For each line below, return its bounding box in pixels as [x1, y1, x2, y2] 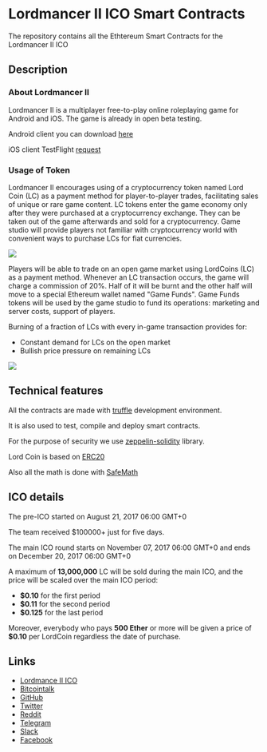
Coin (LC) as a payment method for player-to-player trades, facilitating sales [8, 191, 259, 201]
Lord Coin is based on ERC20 [8, 452, 105, 461]
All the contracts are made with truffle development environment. [8, 405, 222, 415]
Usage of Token [8, 165, 70, 176]
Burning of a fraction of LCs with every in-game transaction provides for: [8, 321, 247, 332]
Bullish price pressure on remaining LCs [19, 345, 151, 356]
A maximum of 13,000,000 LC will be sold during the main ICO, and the [8, 567, 243, 576]
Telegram [19, 718, 52, 728]
